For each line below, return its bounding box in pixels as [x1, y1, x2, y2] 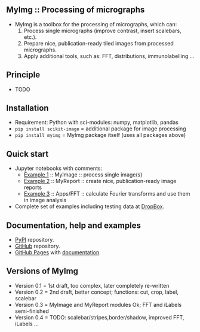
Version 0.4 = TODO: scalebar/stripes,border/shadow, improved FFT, [14, 313, 184, 321]
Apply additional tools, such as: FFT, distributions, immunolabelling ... [23, 52, 195, 59]
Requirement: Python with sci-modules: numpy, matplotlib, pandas [14, 119, 179, 126]
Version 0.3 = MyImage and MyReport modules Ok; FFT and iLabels [14, 301, 182, 308]
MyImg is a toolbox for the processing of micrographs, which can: [14, 20, 177, 28]
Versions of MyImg [6, 266, 79, 276]
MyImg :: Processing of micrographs [6, 5, 145, 15]
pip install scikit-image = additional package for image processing [14, 125, 186, 132]
